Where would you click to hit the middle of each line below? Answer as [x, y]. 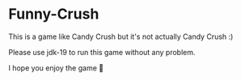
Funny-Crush [54, 14]
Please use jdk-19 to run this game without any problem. [102, 52]
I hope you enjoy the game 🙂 [56, 68]
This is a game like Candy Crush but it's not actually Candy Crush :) [121, 36]
